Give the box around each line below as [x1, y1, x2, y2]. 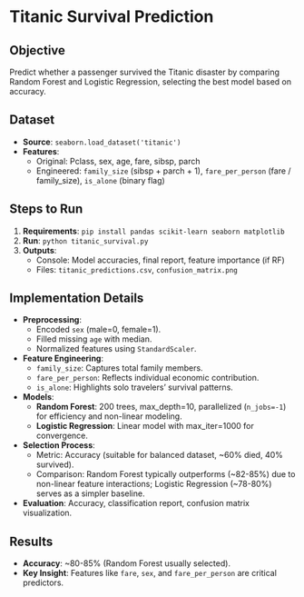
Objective [9, 43, 66, 58]
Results [9, 533, 54, 549]
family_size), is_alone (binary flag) [35, 174, 165, 185]
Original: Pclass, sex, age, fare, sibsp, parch [35, 155, 201, 166]
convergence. [35, 430, 89, 442]
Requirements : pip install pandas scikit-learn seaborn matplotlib [22, 225, 285, 236]
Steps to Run [9, 202, 83, 217]
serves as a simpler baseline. [35, 488, 145, 499]
